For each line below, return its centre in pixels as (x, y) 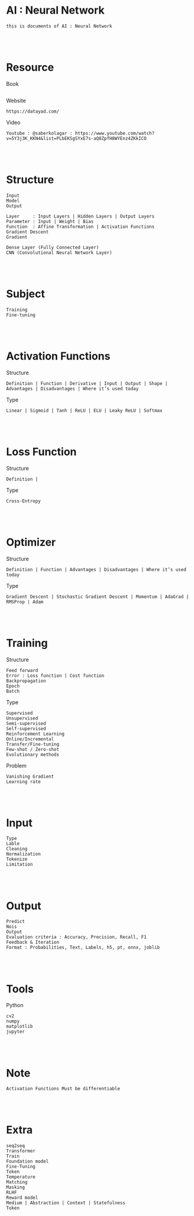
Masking (16, 1188)
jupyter (16, 1032)
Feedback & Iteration (33, 943)
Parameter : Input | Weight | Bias (50, 221)
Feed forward (22, 670)
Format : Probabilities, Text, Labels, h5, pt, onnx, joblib (83, 948)
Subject (26, 294)
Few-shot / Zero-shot (33, 749)
